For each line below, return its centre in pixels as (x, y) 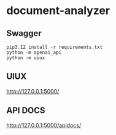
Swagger (24, 33)
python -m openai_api (34, 53)
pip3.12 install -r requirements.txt (55, 47)
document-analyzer (58, 11)
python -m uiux (26, 58)
